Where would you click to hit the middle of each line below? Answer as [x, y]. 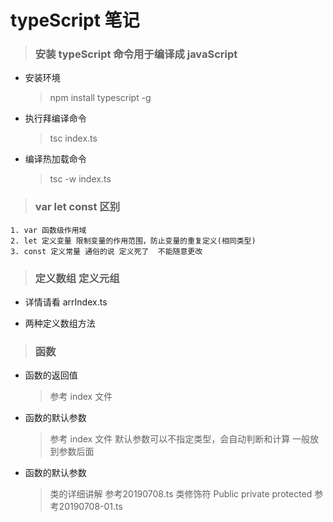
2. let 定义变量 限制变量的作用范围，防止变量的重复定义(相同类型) [133, 241]
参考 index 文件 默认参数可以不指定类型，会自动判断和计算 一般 [180, 439]
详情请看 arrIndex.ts [66, 302]
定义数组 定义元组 [77, 278]
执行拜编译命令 [55, 118]
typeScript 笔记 [75, 20]
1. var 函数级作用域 [48, 230]
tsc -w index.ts [80, 179]
